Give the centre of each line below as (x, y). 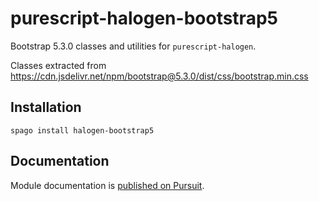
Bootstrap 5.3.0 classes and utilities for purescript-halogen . (133, 46)
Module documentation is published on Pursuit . (107, 185)
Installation (46, 107)
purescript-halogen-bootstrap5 (144, 18)
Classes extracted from (58, 65)
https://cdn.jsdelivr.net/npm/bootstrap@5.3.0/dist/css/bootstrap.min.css (159, 76)
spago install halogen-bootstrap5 (82, 130)
